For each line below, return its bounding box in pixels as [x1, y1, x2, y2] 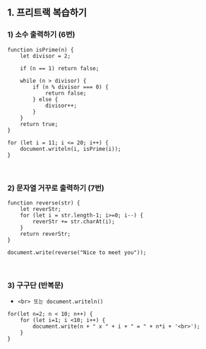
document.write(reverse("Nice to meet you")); [7, 248, 147, 256]
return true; [20, 120, 59, 127]
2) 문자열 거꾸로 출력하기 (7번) [7, 183, 104, 193]
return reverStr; [20, 230, 71, 237]
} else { [32, 96, 59, 103]
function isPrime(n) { [7, 46, 74, 53]
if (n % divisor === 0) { [32, 84, 109, 91]
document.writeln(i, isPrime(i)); [20, 145, 121, 152]
